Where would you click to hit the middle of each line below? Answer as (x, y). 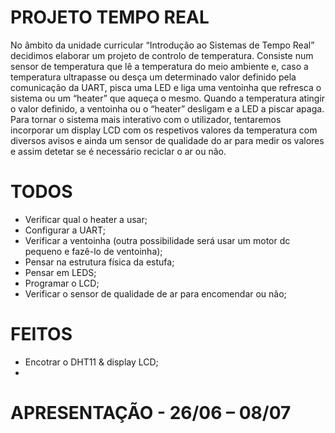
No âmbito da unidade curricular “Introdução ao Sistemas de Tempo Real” (162, 45)
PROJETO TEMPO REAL (110, 17)
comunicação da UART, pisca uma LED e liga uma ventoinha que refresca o (166, 87)
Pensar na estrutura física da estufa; (99, 262)
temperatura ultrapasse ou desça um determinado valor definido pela (153, 77)
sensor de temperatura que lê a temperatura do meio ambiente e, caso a (159, 66)
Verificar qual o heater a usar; (86, 219)
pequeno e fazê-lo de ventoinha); (93, 251)
